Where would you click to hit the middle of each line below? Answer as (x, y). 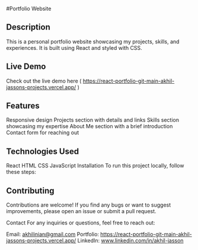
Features (23, 106)
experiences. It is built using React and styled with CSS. (74, 48)
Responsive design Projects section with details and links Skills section (93, 120)
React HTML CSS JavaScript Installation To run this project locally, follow (95, 166)
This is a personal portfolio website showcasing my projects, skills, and (93, 42)
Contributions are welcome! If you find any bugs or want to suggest (89, 205)
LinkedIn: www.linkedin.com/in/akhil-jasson (130, 240)
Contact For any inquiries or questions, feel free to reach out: (81, 223)
